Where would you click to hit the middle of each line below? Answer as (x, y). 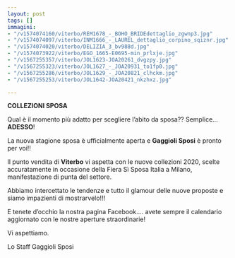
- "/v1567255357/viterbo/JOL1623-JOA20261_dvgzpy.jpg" (90, 60)
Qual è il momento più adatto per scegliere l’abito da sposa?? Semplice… (113, 119)
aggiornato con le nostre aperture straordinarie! (77, 219)
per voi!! (19, 148)
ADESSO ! (21, 127)
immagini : (22, 27)
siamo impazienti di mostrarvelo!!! (56, 198)
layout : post (26, 14)
